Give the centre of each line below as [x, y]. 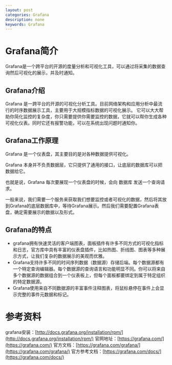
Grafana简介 [32, 51]
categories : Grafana [27, 15]
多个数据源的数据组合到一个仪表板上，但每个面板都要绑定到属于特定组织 [89, 275]
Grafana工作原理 [32, 141]
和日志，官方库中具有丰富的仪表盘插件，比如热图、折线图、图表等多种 [87, 249]
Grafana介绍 [25, 90]
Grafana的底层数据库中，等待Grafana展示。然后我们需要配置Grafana [82, 206]
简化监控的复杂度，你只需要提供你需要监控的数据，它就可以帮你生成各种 [90, 116]
